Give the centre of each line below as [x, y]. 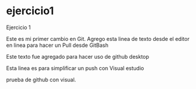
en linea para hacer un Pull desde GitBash [57, 45]
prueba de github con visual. [41, 80]
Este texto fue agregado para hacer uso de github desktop [78, 56]
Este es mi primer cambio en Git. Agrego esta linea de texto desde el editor [98, 39]
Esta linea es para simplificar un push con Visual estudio [75, 68]
